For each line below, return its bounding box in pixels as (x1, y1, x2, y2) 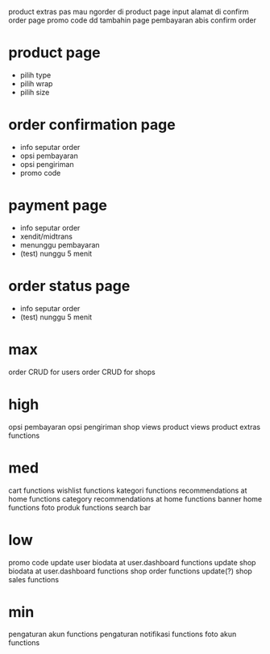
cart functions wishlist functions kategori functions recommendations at (8, 485, 247, 495)
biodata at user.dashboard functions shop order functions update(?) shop (8, 566, 252, 576)
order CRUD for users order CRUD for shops (8, 367, 156, 377)
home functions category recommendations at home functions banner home (8, 494, 263, 503)
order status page (8, 277, 131, 295)
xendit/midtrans (19, 231, 73, 241)
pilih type (19, 70, 52, 80)
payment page (8, 197, 107, 215)
